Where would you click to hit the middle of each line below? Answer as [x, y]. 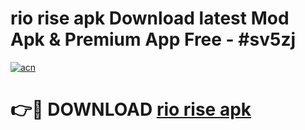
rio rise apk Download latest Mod [150, 18]
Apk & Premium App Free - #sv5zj [153, 39]
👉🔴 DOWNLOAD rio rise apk [131, 109]
